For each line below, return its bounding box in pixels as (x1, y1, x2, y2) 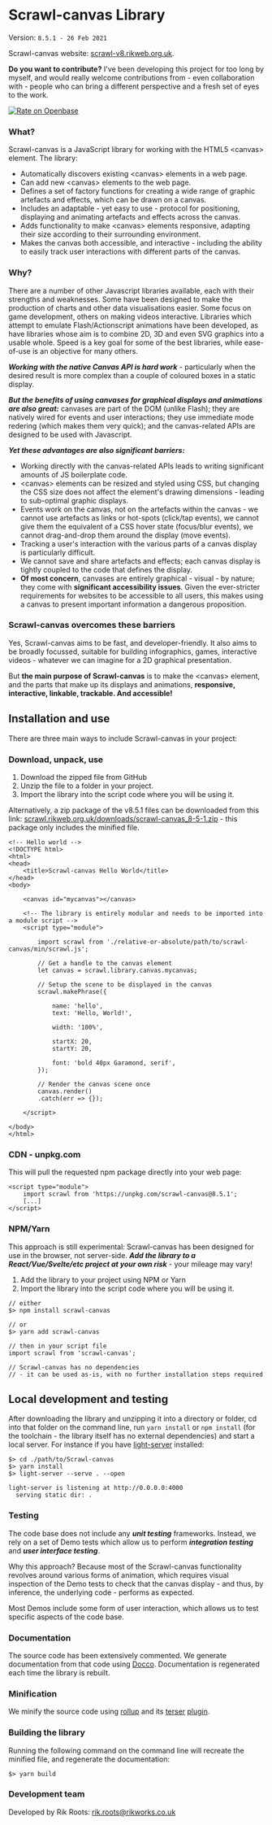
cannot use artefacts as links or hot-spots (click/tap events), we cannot (19, 512, 260, 522)
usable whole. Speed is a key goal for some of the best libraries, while (8, 338, 243, 347)
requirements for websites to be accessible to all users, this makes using (19, 590, 264, 600)
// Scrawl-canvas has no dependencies (8, 1363, 140, 1371)
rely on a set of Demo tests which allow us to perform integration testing (8, 1537, 254, 1547)
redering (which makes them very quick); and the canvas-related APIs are (8, 420, 256, 430)
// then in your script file (8, 1342, 107, 1350)
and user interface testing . (8, 1545, 100, 1555)
